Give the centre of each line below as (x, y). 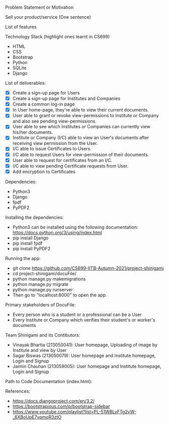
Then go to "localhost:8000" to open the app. (60, 295)
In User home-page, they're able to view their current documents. (81, 110)
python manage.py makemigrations (49, 279)
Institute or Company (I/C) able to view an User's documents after (81, 138)
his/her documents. (33, 132)
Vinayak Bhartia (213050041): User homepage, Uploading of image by (85, 345)
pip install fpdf (27, 243)
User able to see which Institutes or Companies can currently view (81, 127)
